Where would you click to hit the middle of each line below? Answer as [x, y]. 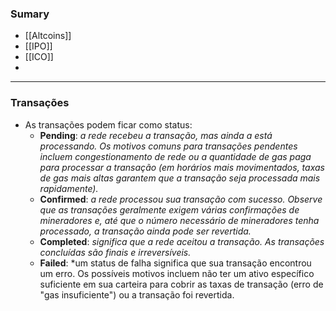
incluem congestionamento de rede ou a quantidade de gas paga [175, 156]
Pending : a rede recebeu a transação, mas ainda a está [156, 135]
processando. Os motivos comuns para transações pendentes [168, 146]
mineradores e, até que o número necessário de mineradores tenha [179, 220]
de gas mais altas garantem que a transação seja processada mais [180, 178]
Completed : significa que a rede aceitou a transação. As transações [182, 241]
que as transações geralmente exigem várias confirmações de [169, 209]
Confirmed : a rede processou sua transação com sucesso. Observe [181, 199]
